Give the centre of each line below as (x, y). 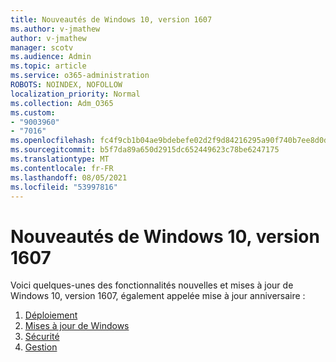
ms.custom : (33, 112)
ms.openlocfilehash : (53, 141)
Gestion (41, 347)
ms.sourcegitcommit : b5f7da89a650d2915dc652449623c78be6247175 (145, 150)
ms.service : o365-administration (80, 76)
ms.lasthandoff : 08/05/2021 (69, 177)
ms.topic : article (48, 66)
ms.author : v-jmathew (55, 29)
